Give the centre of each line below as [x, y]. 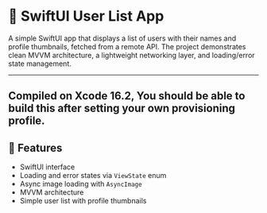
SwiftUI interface [47, 167]
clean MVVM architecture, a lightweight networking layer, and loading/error [132, 55]
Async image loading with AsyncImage [81, 184]
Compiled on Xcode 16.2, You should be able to [127, 96]
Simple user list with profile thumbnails [83, 201]
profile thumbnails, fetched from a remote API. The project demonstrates [127, 46]
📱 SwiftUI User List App [86, 16]
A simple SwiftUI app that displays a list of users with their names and [122, 38]
